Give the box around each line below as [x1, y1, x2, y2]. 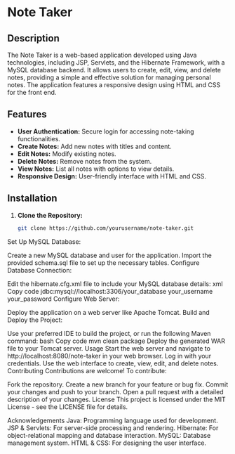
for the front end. [7, 89, 57, 96]
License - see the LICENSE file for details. [7, 402, 128, 411]
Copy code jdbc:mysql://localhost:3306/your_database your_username [7, 287, 213, 295]
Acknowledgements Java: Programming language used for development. [7, 416, 219, 424]
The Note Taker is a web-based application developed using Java [7, 51, 197, 59]
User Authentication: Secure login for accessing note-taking [17, 127, 194, 136]
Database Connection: [7, 266, 72, 274]
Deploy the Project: [7, 316, 63, 324]
